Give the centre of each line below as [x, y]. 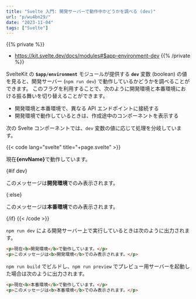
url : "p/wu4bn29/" [28, 17]
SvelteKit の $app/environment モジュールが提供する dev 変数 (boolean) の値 [97, 74]
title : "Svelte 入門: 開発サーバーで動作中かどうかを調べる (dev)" [81, 11]
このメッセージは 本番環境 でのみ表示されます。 [62, 207]
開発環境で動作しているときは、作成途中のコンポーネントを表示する [97, 116]
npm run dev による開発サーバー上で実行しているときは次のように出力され [95, 231]
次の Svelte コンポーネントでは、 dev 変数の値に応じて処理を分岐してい [91, 128]
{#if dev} [17, 171]
